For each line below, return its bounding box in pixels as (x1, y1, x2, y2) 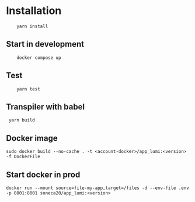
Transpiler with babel (6, 102, 85, 112)
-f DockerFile (6, 154, 41, 160)
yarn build (8, 117, 35, 123)
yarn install (16, 23, 48, 29)
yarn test (16, 86, 41, 92)
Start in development (6, 39, 85, 49)
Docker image (6, 133, 58, 143)
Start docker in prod (6, 169, 81, 179)
